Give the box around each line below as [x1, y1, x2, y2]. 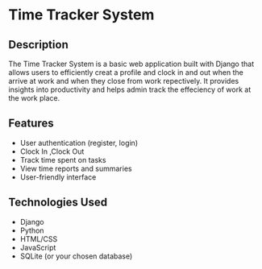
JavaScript [19, 242, 56, 252]
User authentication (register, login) [19, 138, 139, 147]
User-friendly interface [19, 172, 97, 182]
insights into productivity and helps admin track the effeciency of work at [8, 85, 252, 94]
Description [8, 38, 69, 52]
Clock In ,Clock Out [19, 147, 85, 156]
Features [8, 117, 54, 130]
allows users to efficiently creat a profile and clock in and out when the [8, 68, 243, 77]
